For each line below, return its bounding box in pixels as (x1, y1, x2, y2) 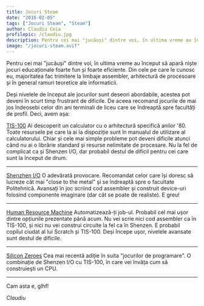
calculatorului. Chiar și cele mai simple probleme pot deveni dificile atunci (6, 134, 190, 142)
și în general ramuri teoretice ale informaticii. (6, 78, 118, 86)
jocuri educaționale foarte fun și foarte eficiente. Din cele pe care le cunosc (6, 66, 195, 73)
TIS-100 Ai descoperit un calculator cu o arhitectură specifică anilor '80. (6, 122, 187, 129)
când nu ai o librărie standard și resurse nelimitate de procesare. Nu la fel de (6, 141, 197, 148)
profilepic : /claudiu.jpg (6, 32, 72, 38)
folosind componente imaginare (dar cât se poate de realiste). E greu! (6, 191, 180, 198)
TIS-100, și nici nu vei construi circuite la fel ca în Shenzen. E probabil (6, 221, 180, 229)
